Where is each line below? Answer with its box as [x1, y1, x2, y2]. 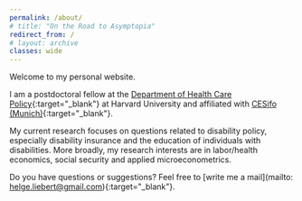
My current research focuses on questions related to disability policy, [9, 125, 268, 136]
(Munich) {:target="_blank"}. [9, 108, 113, 119]
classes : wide [9, 47, 63, 56]
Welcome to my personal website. [9, 71, 136, 82]
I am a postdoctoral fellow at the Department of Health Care [9, 89, 232, 100]
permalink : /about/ [9, 13, 83, 23]
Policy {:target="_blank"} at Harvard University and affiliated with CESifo [9, 98, 278, 109]
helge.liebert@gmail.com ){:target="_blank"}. [9, 181, 175, 192]
